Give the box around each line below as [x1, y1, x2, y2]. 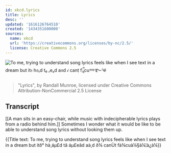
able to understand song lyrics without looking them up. [5, 126, 123, 133]
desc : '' [5, 17, 24, 22]
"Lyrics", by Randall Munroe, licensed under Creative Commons [17, 82, 152, 88]
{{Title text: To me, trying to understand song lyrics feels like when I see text [5, 136, 166, 143]
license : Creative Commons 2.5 [10, 45, 77, 50]
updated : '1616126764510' [5, 21, 60, 27]
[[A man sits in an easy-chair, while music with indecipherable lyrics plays [5, 116, 161, 122]
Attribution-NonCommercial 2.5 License [17, 87, 102, 93]
